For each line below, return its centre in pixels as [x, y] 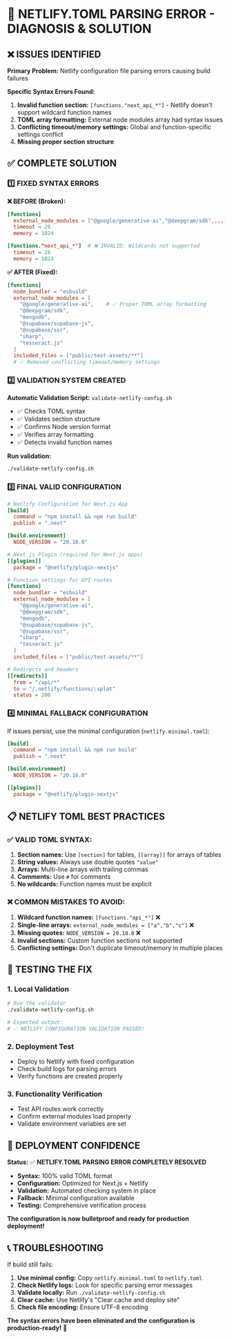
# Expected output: [35, 1023]
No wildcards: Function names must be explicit [84, 884]
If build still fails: [30, 1264]
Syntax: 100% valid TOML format [65, 1176]
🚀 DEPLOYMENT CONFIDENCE [74, 1145]
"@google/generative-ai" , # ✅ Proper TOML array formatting [113, 304]
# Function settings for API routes [60, 580]
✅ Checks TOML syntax [51, 411]
